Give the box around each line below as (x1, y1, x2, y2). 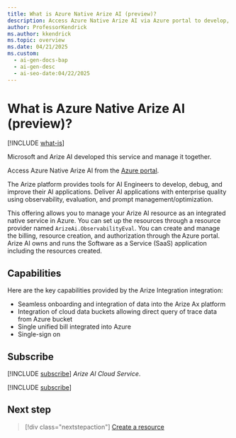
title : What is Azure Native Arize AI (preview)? (7, 10, 157, 18)
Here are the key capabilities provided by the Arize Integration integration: (7, 286, 223, 295)
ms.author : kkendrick (7, 30, 72, 38)
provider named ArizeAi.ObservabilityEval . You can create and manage (7, 224, 220, 233)
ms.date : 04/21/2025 (7, 43, 69, 50)
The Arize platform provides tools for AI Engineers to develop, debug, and (7, 180, 223, 189)
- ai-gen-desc (13, 63, 55, 70)
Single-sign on (17, 330, 61, 339)
